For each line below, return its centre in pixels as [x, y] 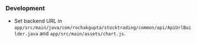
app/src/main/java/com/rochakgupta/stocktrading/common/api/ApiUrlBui [103, 28]
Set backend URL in [38, 21]
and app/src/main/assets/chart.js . [83, 34]
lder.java [26, 34]
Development [25, 8]
